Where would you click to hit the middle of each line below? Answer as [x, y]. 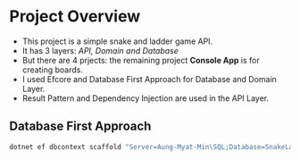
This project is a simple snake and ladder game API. [117, 41]
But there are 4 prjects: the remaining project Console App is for [141, 60]
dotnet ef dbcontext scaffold [66, 147]
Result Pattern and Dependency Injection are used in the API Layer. [146, 98]
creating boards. [52, 70]
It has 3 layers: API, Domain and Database [100, 50]
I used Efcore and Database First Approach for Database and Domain [149, 79]
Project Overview [75, 17]
